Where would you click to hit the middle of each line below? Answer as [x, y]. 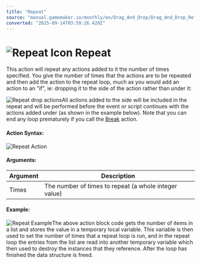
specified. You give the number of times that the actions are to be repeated [99, 76]
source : [16, 17]
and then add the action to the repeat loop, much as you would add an [93, 82]
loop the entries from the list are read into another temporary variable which [100, 242]
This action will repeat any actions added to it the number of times [88, 69]
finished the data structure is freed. [50, 255]
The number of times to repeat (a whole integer [111, 186]
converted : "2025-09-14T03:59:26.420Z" [56, 23]
